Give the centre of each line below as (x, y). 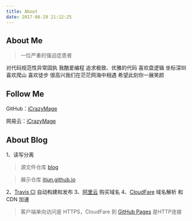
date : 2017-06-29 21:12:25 (39, 17)
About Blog (27, 140)
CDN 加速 (18, 199)
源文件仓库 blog (39, 167)
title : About (22, 11)
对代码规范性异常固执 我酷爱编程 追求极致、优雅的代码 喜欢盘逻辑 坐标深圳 (96, 68)
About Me (24, 41)
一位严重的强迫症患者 (46, 56)
